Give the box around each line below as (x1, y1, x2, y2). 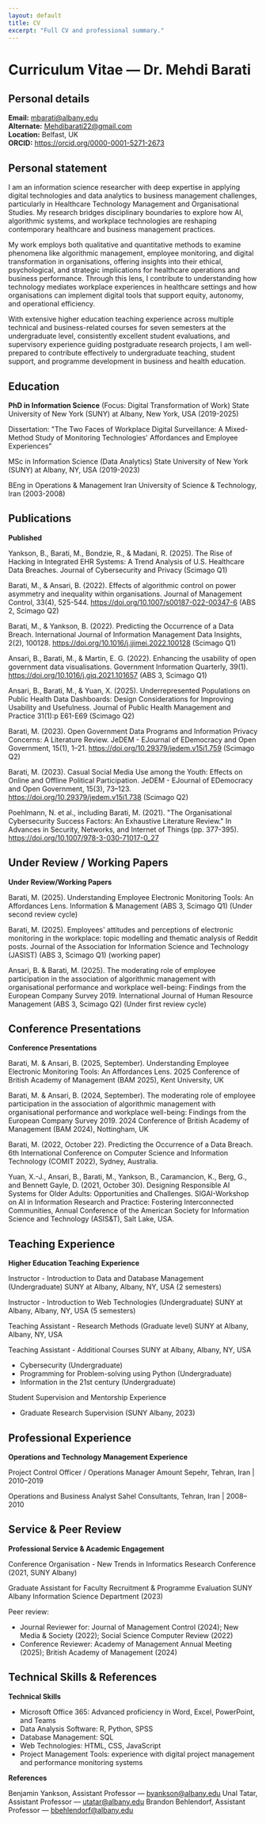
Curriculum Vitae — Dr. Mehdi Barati (8, 60, 252, 79)
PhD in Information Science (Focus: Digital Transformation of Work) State (8, 401, 249, 410)
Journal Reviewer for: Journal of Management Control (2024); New (19, 1622, 239, 1632)
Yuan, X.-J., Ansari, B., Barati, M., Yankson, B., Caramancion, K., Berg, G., (8, 1172, 248, 1182)
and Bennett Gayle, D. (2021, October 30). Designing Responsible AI (8, 1180, 230, 1190)
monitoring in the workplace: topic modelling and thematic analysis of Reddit (8, 933, 258, 943)
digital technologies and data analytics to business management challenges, (8, 191, 257, 201)
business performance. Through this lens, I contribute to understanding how (8, 274, 257, 283)
